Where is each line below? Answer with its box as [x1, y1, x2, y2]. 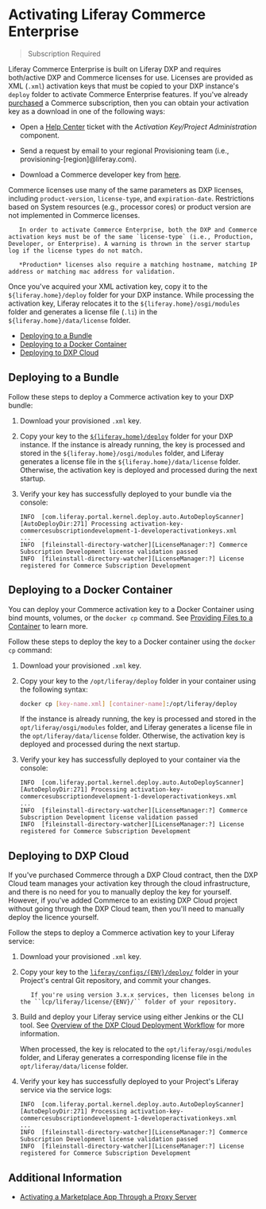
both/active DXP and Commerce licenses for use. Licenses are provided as [8, 72, 253, 82]
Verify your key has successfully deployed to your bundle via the [19, 489, 233, 498]
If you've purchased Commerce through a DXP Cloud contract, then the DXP [8, 870, 258, 880]
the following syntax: [19, 684, 89, 694]
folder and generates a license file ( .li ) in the [8, 306, 158, 316]
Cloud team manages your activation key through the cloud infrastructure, [8, 879, 251, 888]
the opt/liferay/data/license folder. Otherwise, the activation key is [19, 731, 245, 741]
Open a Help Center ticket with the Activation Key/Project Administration [19, 122, 257, 131]
